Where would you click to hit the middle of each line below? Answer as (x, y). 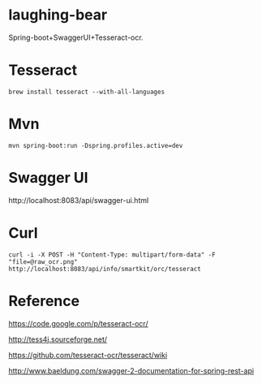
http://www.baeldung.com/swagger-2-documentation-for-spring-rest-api (131, 370)
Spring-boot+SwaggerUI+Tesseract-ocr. (76, 37)
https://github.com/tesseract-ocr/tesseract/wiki (88, 355)
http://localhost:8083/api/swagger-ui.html (79, 200)
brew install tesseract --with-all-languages (86, 92)
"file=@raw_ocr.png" (43, 261)
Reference (44, 301)
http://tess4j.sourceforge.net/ (58, 339)
